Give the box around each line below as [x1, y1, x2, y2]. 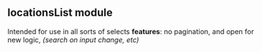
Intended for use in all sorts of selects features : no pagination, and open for [7, 26, 254, 36]
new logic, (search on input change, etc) [7, 35, 140, 44]
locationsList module [7, 6, 113, 19]
